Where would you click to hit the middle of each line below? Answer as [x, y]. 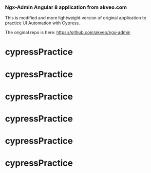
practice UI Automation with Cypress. [43, 23]
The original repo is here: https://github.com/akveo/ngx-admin [68, 33]
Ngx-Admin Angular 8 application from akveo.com [66, 7]
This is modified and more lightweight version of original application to [76, 18]
